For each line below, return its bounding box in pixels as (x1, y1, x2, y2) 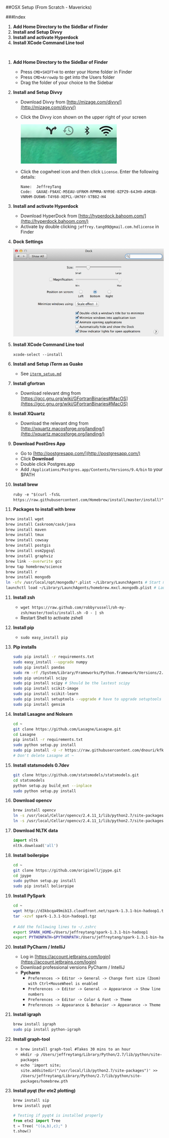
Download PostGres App (13, 440, 66, 446)
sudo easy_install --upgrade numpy (13, 660, 88, 665)
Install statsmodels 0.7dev (13, 762, 70, 768)
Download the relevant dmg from (20, 420, 89, 426)
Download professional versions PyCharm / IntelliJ (20, 964, 125, 970)
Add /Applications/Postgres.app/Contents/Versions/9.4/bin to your (20, 466, 163, 472)
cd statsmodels (13, 778, 45, 783)
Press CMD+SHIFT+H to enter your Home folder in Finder (20, 69, 132, 75)
